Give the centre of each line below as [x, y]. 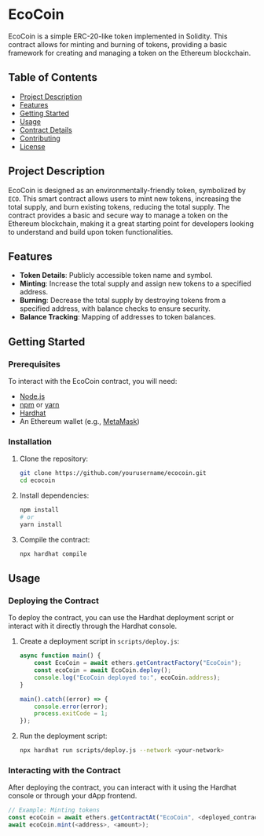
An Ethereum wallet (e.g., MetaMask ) [79, 422]
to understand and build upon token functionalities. [91, 232]
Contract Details [46, 130]
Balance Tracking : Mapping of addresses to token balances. [117, 317]
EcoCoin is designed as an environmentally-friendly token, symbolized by [127, 190]
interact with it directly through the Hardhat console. [93, 626]
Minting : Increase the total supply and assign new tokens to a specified [135, 283]
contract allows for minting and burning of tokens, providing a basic [118, 44]
